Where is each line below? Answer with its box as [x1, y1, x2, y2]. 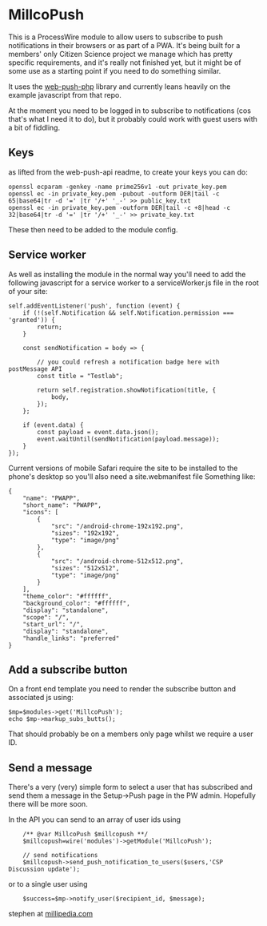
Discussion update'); [8, 865, 81, 874]
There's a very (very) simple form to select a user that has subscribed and [8, 783, 253, 792]
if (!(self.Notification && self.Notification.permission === [22, 308, 234, 317]
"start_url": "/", [22, 620, 84, 628]
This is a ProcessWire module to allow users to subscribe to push [8, 32, 224, 42]
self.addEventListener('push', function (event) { [8, 302, 181, 310]
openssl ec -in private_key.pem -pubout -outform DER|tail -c [8, 190, 220, 198]
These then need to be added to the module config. [8, 224, 178, 234]
